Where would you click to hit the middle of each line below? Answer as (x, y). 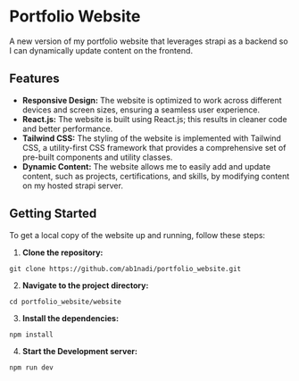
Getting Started (53, 214)
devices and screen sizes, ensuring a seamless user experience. (141, 110)
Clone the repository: (62, 253)
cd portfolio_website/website (66, 302)
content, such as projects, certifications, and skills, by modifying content (156, 176)
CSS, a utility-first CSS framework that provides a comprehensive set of (154, 147)
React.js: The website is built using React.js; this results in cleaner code (154, 119)
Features (34, 79)
